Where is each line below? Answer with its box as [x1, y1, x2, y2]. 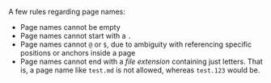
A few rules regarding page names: [8, 7, 125, 16]
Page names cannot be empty [19, 23, 121, 31]
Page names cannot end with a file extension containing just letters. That [19, 56, 263, 66]
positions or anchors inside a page [19, 48, 136, 57]
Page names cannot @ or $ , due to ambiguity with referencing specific [19, 39, 252, 49]
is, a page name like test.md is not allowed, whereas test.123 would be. [19, 65, 260, 75]
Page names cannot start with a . [19, 31, 132, 40]
